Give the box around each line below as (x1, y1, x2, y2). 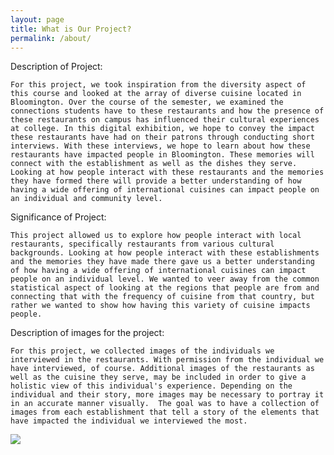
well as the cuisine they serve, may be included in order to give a (10, 372, 307, 383)
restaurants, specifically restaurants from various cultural (10, 239, 275, 250)
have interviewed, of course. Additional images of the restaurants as (10, 364, 315, 374)
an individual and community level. (10, 194, 163, 204)
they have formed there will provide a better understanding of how (10, 176, 302, 186)
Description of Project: (10, 61, 103, 73)
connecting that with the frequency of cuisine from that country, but (10, 292, 315, 302)
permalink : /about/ (10, 33, 92, 43)
